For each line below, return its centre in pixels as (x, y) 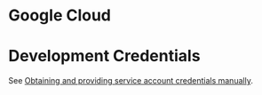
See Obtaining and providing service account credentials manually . (131, 81)
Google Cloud (60, 16)
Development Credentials (104, 56)
